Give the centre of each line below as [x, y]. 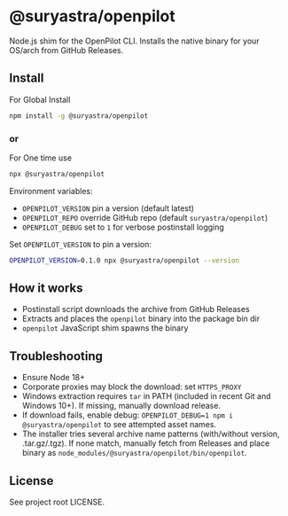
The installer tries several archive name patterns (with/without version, [151, 434]
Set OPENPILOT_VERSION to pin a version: [81, 244]
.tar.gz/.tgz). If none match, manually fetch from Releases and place [146, 443]
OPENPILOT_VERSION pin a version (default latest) [108, 208]
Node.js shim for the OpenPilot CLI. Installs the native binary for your [134, 41]
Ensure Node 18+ [54, 378]
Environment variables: [51, 191]
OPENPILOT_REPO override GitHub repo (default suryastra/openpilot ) [145, 217]
